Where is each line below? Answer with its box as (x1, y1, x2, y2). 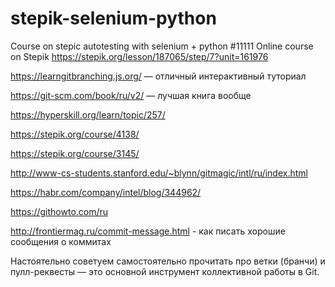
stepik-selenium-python (10, 7, 217, 30)
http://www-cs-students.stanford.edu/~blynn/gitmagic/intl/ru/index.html (10, 167, 308, 179)
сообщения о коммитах (10, 235, 112, 247)
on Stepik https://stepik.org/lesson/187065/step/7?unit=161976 (10, 50, 269, 62)
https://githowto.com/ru (10, 205, 109, 217)
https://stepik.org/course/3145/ (10, 147, 140, 159)
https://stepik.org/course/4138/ (10, 128, 140, 140)
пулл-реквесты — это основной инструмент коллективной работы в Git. (10, 265, 320, 277)
